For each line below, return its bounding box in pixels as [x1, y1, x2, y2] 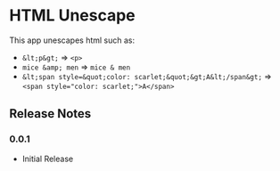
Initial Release [21, 153, 74, 164]
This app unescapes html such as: [9, 35, 136, 45]
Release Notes [9, 106, 92, 121]
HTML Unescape [9, 5, 136, 26]
